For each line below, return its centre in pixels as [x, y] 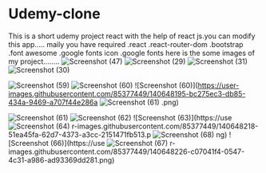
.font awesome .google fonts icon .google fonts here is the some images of [132, 53]
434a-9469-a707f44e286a [53, 102]
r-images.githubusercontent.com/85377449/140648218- [165, 126]
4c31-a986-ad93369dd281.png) [62, 159]
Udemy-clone [55, 14]
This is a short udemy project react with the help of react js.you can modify [132, 36]
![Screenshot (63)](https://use [183, 117]
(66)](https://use [78, 143]
